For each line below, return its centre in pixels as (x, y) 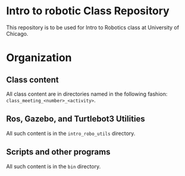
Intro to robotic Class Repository (88, 11)
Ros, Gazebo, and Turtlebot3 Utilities (76, 119)
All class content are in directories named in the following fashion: (87, 94)
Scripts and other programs (58, 152)
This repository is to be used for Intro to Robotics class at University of (93, 27)
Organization (39, 58)
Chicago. (17, 33)
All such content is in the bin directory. (54, 166)
